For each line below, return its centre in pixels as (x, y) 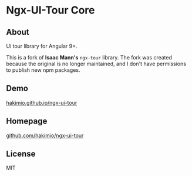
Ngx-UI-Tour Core (50, 10)
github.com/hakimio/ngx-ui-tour (45, 135)
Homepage (27, 121)
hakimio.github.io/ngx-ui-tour (42, 102)
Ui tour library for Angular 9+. (42, 46)
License (21, 154)
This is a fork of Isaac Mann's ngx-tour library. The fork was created (89, 57)
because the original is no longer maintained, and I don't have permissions (96, 64)
